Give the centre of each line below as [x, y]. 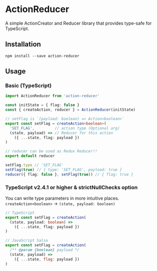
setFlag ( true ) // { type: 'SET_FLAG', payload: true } [64, 169]
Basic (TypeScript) [28, 85]
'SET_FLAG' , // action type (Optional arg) [65, 128]
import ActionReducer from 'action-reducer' [52, 96]
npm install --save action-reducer [42, 56]
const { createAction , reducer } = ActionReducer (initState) [70, 110]
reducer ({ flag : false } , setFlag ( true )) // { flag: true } [69, 174]
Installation [23, 44]
